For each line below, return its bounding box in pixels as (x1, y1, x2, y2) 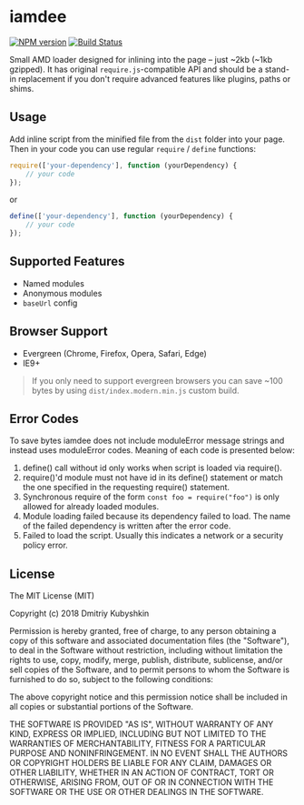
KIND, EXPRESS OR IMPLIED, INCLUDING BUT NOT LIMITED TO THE (9, 729, 267, 740)
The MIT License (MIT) (9, 590, 95, 601)
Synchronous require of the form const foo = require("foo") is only (22, 491, 279, 502)
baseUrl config (22, 297, 78, 308)
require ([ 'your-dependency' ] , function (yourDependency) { (9, 161, 238, 170)
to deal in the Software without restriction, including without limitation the (9, 645, 283, 656)
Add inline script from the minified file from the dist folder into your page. (9, 134, 286, 145)
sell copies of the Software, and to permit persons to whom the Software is (9, 664, 290, 675)
